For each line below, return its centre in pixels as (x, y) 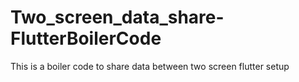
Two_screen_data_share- (117, 17)
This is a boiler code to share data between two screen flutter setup (150, 66)
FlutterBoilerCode (86, 38)
